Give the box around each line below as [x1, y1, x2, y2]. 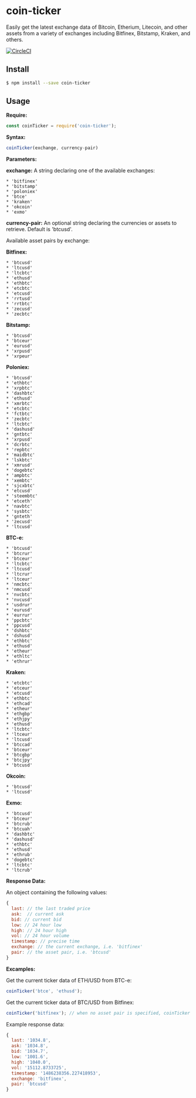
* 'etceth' [6, 498, 33, 504]
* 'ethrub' [6, 852, 33, 858]
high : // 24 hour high [11, 927, 67, 934]
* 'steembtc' [6, 493, 38, 499]
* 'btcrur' [6, 550, 33, 557]
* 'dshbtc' [6, 628, 33, 634]
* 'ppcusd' [6, 623, 33, 629]
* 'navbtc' [6, 504, 33, 509]
